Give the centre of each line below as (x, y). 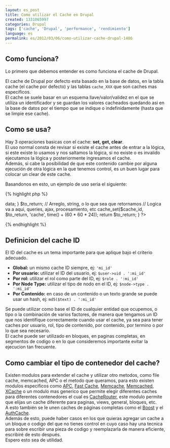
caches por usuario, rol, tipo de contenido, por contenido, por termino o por (84, 325)
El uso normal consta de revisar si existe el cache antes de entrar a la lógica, (85, 147)
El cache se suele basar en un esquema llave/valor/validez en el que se (80, 97)
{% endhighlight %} (26, 224)
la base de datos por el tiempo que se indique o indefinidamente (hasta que (84, 108)
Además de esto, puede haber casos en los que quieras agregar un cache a (84, 419)
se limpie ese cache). (27, 113)
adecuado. (16, 258)
